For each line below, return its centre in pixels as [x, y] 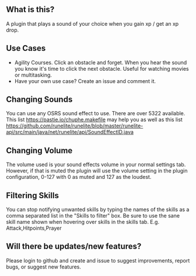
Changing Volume [39, 151]
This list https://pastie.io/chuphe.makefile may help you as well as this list [94, 120]
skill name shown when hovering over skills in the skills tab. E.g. [83, 222]
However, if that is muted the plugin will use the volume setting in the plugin [97, 171]
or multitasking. [33, 75]
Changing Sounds [39, 100]
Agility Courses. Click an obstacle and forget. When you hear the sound [101, 62]
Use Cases [26, 48]
